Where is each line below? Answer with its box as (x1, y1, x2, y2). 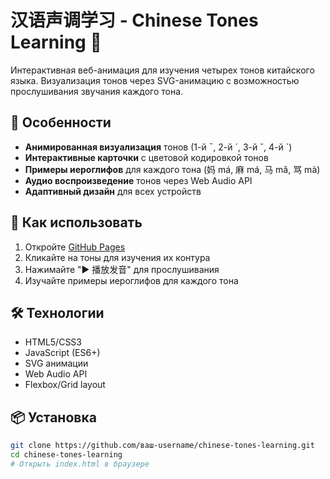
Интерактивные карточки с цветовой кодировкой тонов (24, 151, 269, 163)
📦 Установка (10, 409, 97, 426)
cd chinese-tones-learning (10, 450, 123, 460)
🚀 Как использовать (10, 214, 143, 231)
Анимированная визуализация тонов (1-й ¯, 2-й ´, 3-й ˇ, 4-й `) (24, 141, 293, 153)
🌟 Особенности (10, 114, 112, 131)
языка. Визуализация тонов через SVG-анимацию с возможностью (10, 74, 300, 86)
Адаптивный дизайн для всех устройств (24, 185, 202, 197)
